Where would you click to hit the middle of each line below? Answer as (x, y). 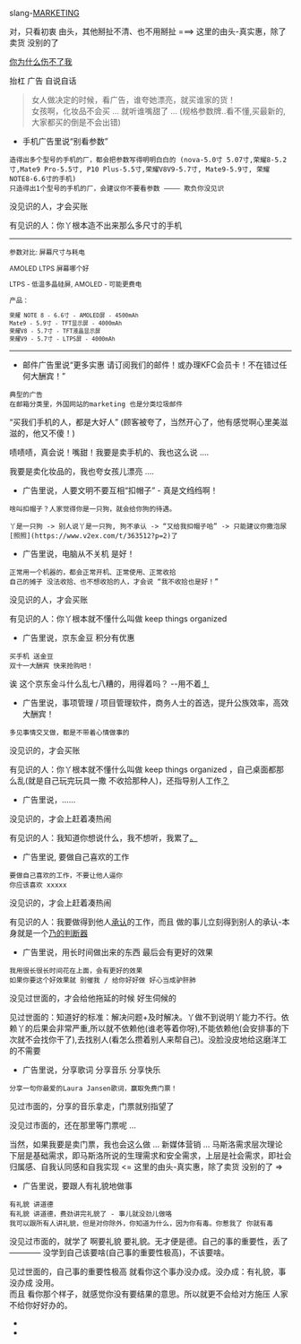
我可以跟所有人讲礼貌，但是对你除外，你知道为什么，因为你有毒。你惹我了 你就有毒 (141, 1223)
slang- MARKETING (44, 13)
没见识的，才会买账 (45, 750)
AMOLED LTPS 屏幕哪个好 (49, 268)
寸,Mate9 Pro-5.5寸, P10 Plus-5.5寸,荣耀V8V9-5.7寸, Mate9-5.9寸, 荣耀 (140, 169)
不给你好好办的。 (41, 1305)
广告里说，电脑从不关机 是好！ (78, 553)
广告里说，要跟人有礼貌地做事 (77, 1185)
